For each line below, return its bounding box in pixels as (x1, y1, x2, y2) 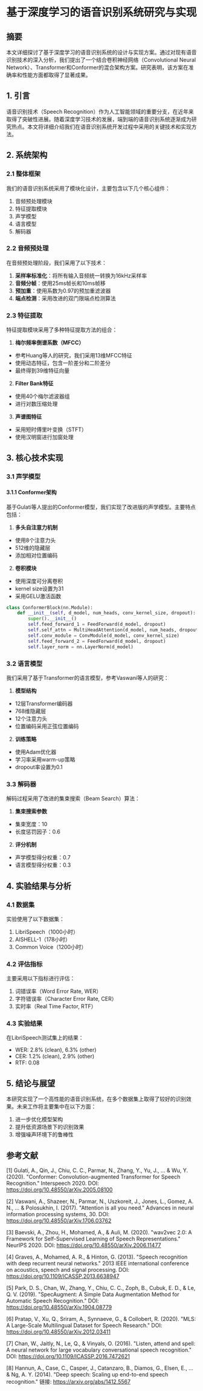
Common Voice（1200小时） (14, 943, 87, 950)
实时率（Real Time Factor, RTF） (14, 1003, 97, 1010)
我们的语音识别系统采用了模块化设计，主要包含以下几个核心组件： (6, 184, 170, 192)
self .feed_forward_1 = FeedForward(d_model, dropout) (28, 621, 166, 628)
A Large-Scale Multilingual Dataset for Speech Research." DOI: (6, 1322, 163, 1329)
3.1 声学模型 (6, 472, 41, 481)
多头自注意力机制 (14, 524, 58, 531)
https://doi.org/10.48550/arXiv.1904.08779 (6, 1304, 112, 1311)
